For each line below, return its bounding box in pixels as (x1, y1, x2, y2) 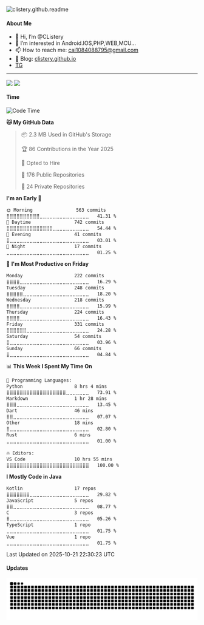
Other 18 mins (6, 419, 94, 426)
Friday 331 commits (6, 321, 104, 327)
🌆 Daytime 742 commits (6, 219, 104, 225)
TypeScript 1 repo (6, 522, 91, 528)
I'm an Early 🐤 (6, 194, 42, 201)
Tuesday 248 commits (6, 285, 104, 291)
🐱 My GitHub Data (6, 118, 55, 126)
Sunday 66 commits (6, 345, 102, 351)
